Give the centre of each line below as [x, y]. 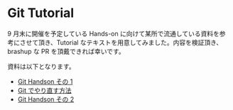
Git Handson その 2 [46, 99]
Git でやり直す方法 [45, 90]
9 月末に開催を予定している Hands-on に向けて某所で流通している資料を [114, 33]
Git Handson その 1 [45, 81]
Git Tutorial [41, 13]
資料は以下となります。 [42, 66]
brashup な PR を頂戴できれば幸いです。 [66, 51]
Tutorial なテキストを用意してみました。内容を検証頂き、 [140, 42]
